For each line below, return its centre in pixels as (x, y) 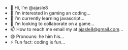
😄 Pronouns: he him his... (37, 36)
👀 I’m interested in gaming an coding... (50, 13)
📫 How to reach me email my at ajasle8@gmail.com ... (67, 29)
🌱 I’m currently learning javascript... (47, 18)
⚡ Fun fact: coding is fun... (38, 42)
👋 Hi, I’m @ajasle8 (29, 8)
